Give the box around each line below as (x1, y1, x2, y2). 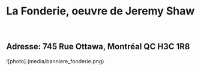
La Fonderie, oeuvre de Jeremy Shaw (6, 4, 195, 18)
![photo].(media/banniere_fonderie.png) (6, 57, 104, 64)
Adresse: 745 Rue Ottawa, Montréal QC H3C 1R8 (6, 42, 190, 52)
